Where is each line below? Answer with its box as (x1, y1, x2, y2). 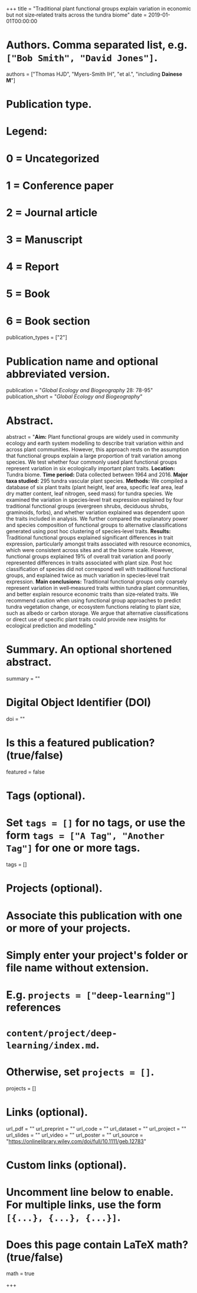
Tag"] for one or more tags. (6, 841, 140, 855)
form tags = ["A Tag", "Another (6, 829, 165, 842)
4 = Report (6, 260, 59, 274)
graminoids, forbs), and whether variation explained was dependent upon (6, 509, 185, 516)
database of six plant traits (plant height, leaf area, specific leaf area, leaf (6, 484, 184, 491)
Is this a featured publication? (6, 736, 155, 750)
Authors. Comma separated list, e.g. (6, 38, 188, 52)
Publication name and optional (6, 355, 159, 368)
